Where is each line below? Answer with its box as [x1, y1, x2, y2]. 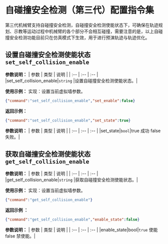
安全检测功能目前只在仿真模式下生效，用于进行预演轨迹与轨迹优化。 [9, 34, 150, 40]
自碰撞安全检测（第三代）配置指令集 [5, 4, 154, 16]
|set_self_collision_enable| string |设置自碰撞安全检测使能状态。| [5, 77, 138, 83]
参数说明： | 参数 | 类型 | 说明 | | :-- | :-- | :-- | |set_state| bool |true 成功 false [5, 127, 161, 133]
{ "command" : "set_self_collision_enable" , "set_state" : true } [5, 118, 131, 123]
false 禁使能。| [5, 233, 36, 239]
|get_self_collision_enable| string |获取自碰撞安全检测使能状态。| [5, 177, 138, 183]
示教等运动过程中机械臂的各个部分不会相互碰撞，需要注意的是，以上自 [13, 28, 158, 34]
